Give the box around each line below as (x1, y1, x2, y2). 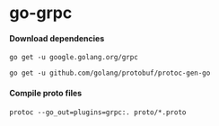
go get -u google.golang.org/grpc (9, 53, 139, 62)
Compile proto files (9, 87, 83, 98)
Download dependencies (9, 32, 105, 43)
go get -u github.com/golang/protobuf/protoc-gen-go (9, 68, 211, 78)
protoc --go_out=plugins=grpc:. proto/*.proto (9, 107, 187, 117)
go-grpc (9, 3, 73, 23)
